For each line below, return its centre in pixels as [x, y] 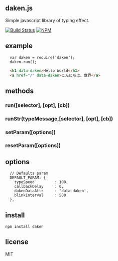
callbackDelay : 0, [39, 187]
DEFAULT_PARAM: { [28, 178]
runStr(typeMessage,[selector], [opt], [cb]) [59, 118]
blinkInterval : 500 [40, 195]
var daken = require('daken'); [42, 57]
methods [20, 91]
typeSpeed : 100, [41, 182]
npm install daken [24, 227]
